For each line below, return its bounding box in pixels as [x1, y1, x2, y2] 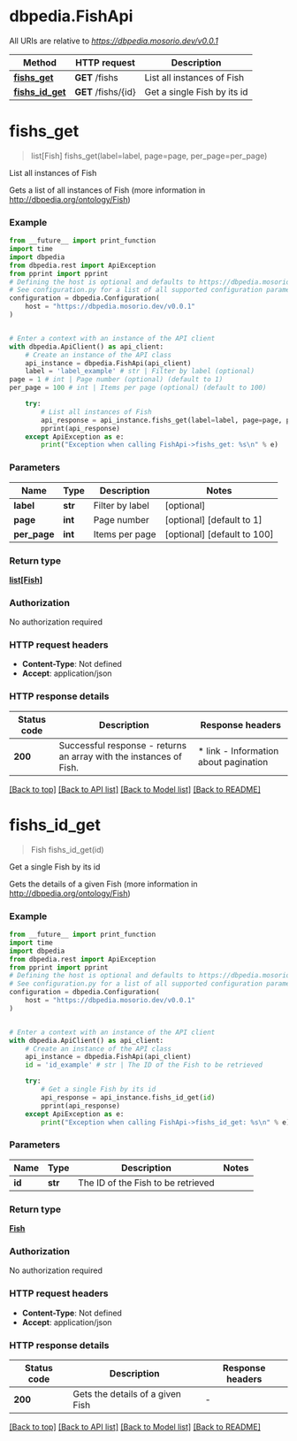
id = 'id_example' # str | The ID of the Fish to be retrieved [25, 1061, 263, 1069]
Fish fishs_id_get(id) [30, 844, 104, 855]
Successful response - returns [58, 739, 187, 751]
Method [23, 56, 57, 68]
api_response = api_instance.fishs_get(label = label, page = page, [41, 416, 283, 425]
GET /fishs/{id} [74, 86, 136, 98]
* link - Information [197, 745, 279, 757]
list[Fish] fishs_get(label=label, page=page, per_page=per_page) [30, 150, 268, 161]
